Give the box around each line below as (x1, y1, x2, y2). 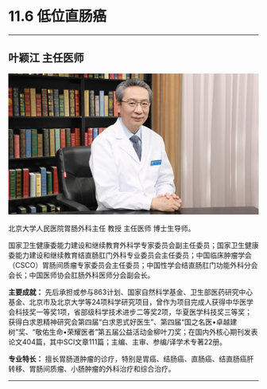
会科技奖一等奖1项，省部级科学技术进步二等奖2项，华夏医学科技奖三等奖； (8, 308, 253, 317)
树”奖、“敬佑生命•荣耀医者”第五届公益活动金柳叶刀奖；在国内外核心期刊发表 (8, 328, 258, 337)
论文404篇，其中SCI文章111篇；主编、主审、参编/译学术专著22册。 (8, 337, 227, 347)
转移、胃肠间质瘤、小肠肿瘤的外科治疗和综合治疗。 (8, 364, 176, 374)
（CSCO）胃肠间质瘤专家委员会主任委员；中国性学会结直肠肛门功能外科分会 (8, 261, 258, 270)
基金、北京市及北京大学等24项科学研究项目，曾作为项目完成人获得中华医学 (8, 297, 254, 307)
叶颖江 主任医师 (8, 51, 84, 65)
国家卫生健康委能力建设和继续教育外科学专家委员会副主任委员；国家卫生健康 (8, 241, 259, 250)
